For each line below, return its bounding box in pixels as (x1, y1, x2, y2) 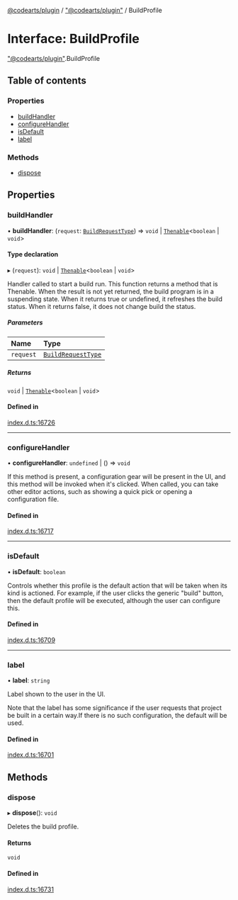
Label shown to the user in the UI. (7, 690, 106, 699)
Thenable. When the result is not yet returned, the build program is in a (7, 287, 214, 296)
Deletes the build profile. (7, 822, 79, 831)
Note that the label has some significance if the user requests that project (7, 704, 222, 712)
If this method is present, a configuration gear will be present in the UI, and (7, 473, 226, 481)
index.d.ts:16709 (7, 636, 55, 644)
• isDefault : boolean (7, 567, 66, 576)
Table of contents (7, 74, 86, 87)
